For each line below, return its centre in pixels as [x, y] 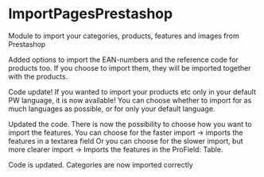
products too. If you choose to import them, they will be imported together [130, 67]
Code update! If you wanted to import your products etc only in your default [132, 91]
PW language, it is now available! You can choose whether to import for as [130, 100]
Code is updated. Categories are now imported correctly [101, 164]
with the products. [38, 76]
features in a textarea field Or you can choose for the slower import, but [126, 140]
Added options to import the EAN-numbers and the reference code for [123, 60]
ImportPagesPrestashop [91, 14]
